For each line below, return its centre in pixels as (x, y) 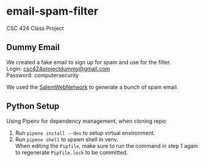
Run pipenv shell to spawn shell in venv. (67, 139)
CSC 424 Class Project (35, 28)
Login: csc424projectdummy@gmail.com (58, 68)
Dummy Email (33, 47)
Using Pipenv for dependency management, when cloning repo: (87, 121)
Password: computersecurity (43, 75)
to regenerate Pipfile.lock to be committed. (71, 152)
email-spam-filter (53, 11)
